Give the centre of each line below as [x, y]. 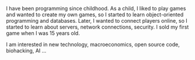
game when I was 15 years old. [43, 33]
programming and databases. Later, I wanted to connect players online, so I [97, 21]
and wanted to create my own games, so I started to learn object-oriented [95, 15]
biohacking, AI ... [26, 51]
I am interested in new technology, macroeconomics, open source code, [93, 44]
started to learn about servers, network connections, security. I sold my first [97, 27]
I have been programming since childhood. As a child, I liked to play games [96, 8]
